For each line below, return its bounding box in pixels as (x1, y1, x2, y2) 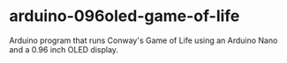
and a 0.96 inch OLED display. (9, 44, 119, 54)
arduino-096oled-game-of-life (9, 6, 240, 26)
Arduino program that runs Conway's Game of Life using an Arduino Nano (9, 35, 278, 45)
